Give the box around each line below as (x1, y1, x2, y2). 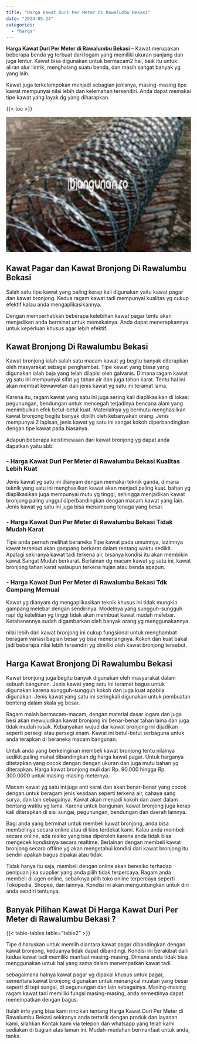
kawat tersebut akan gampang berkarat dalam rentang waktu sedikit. (6, 545, 172, 551)
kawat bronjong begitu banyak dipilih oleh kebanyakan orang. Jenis (6, 413, 169, 420)
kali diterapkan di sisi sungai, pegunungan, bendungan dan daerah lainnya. (6, 809, 187, 816)
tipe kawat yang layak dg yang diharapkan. (6, 94, 110, 101)
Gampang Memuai (6, 586, 60, 594)
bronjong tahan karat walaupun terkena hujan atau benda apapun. (6, 564, 166, 570)
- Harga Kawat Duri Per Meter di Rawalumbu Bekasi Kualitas (6, 457, 181, 466)
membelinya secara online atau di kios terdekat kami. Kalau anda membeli (6, 826, 185, 833)
